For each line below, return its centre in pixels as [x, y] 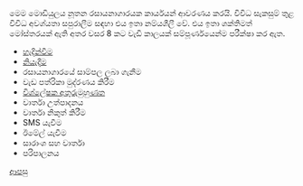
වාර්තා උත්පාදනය [53, 102]
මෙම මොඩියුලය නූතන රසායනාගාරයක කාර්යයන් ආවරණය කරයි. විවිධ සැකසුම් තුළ [152, 13]
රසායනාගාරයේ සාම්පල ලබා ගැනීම [82, 72]
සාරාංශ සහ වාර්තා [54, 143]
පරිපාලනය [41, 153]
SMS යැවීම [42, 122]
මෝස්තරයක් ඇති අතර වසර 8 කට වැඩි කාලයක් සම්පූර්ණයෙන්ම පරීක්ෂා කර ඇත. [147, 33]
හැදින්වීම [38, 51]
